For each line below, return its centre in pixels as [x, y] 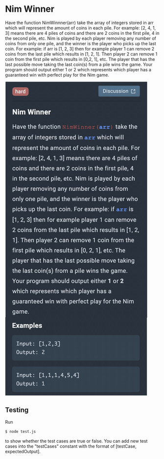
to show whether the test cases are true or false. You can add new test [76, 441]
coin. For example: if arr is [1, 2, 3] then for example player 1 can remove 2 [80, 49]
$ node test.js [21, 431]
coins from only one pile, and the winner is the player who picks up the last [81, 43]
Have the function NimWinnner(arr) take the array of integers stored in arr [80, 23]
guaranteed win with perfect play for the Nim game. [57, 75]
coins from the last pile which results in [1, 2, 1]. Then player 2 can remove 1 [81, 54]
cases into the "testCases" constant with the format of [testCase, [71, 446]
